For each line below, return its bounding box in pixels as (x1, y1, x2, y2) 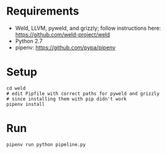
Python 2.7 (15, 37, 43, 44)
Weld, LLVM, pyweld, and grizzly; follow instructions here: (15, 24, 161, 32)
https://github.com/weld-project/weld (15, 30, 110, 38)
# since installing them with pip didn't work (6, 96, 127, 102)
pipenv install (6, 101, 45, 107)
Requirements (6, 4, 79, 18)
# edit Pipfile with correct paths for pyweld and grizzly (6, 90, 160, 97)
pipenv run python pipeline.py (6, 141, 86, 147)
